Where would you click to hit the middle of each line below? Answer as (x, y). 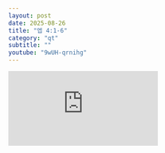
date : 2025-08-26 (37, 23)
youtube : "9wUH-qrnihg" (48, 53)
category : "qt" (33, 38)
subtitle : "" (30, 45)
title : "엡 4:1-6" (38, 30)
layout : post (30, 16)
